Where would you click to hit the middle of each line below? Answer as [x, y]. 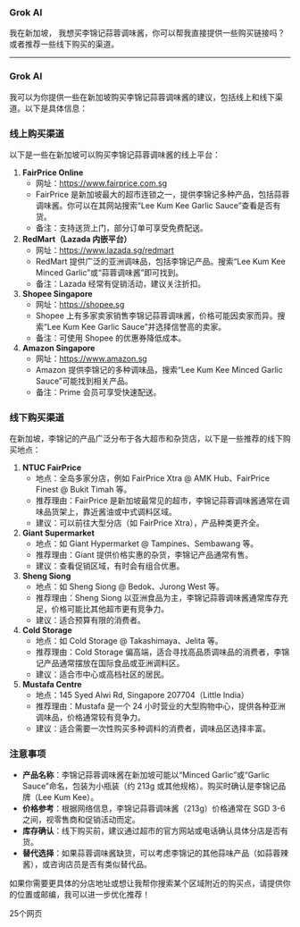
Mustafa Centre [52, 685]
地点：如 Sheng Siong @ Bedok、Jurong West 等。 [130, 586]
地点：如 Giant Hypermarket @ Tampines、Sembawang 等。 [147, 544]
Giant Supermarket [58, 533]
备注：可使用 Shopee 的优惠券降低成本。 [111, 338]
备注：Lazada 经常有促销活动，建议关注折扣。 [121, 283]
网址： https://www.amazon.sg [91, 358]
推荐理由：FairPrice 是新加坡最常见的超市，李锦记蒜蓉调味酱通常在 [159, 501]
